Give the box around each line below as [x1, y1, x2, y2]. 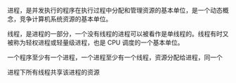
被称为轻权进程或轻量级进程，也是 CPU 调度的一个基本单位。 [7, 38, 184, 47]
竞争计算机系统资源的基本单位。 [19, 15, 112, 23]
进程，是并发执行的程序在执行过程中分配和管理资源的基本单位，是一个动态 [7, 6, 223, 14]
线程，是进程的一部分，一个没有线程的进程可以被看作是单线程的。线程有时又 [7, 30, 229, 38]
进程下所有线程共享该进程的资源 [7, 68, 100, 76]
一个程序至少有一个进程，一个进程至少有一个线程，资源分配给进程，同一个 [7, 53, 223, 61]
